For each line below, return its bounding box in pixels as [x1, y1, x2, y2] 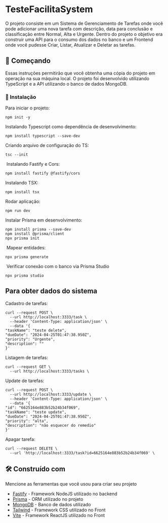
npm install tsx [5, 190, 39, 195]
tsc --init [5, 152, 28, 158]
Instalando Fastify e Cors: [6, 161, 60, 167]
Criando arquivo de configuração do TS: [5, 142, 90, 148]
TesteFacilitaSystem [5, 4, 93, 15]
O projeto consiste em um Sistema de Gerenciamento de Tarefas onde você [5, 20, 163, 26]
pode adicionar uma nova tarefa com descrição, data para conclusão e [5, 25, 153, 31]
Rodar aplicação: [5, 199, 40, 205]
